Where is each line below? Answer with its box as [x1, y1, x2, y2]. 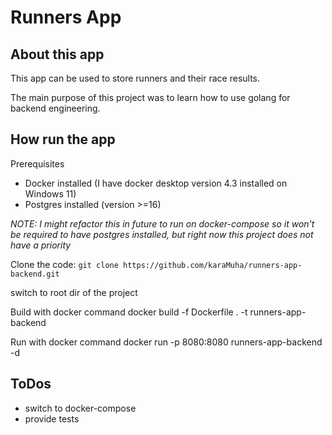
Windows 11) [24, 187, 77, 200]
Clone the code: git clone [10, 258, 119, 270]
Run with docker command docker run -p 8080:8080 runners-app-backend [10, 336, 323, 348]
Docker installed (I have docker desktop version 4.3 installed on [24, 177, 288, 189]
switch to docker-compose [24, 402, 137, 414]
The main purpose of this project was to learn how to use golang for [10, 92, 291, 103]
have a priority [10, 239, 72, 251]
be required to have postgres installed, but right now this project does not [10, 228, 314, 240]
